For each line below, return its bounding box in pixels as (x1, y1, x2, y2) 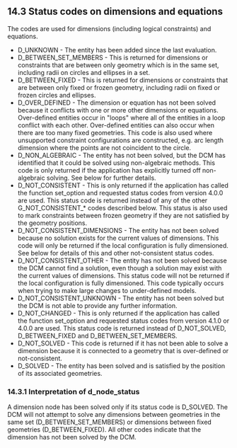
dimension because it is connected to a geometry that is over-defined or (17, 346, 229, 355)
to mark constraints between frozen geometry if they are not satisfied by (17, 211, 230, 219)
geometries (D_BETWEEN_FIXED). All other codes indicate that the (7, 425, 202, 434)
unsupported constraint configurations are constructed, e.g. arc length (17, 136, 224, 144)
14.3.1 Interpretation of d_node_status (7, 386, 140, 396)
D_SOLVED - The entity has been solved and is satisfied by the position (17, 361, 226, 370)
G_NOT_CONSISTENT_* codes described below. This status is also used (17, 203, 228, 212)
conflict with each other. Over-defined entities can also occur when (17, 120, 214, 130)
